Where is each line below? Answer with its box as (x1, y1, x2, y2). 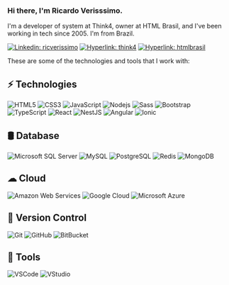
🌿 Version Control (7, 212, 87, 224)
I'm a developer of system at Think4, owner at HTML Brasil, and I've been (7, 22, 222, 30)
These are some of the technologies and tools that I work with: (7, 57, 190, 65)
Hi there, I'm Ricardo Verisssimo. (7, 6, 123, 16)
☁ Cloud (7, 172, 46, 184)
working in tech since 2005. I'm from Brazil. (7, 29, 135, 38)
